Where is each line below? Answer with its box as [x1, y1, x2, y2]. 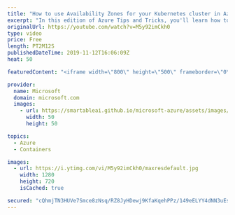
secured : [7, 197, 33, 204]
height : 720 [20, 178, 55, 186]
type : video [7, 29, 42, 37]
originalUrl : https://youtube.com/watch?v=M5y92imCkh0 [7, 23, 171, 30]
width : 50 [25, 113, 55, 121]
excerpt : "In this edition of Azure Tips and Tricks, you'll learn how [7, 17, 220, 24]
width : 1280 [20, 172, 55, 179]
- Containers [13, 146, 52, 153]
